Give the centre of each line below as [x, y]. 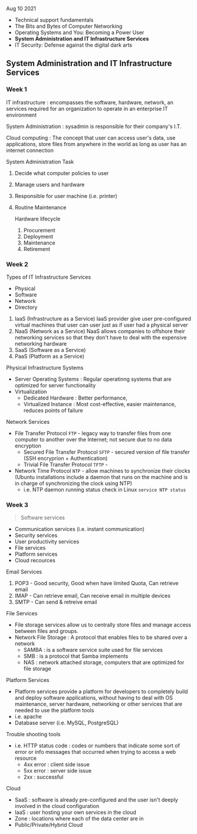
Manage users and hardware [50, 184]
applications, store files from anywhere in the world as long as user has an [96, 144]
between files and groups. [46, 631]
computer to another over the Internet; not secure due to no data [93, 439]
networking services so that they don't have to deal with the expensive [101, 337]
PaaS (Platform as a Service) [49, 356]
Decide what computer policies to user [62, 173]
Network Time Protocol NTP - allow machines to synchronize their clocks [102, 470]
